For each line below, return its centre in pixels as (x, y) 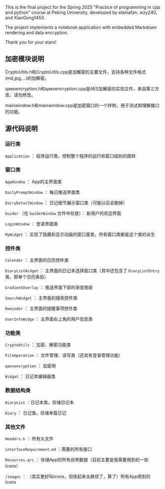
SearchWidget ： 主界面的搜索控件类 (41, 298)
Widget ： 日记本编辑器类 (30, 376)
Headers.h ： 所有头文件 (29, 438)
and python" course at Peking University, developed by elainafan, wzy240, (81, 12)
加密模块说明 (25, 59)
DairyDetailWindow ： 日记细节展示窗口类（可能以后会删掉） (66, 202)
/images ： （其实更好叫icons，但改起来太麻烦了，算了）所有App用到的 (78, 476)
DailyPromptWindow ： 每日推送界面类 (42, 192)
